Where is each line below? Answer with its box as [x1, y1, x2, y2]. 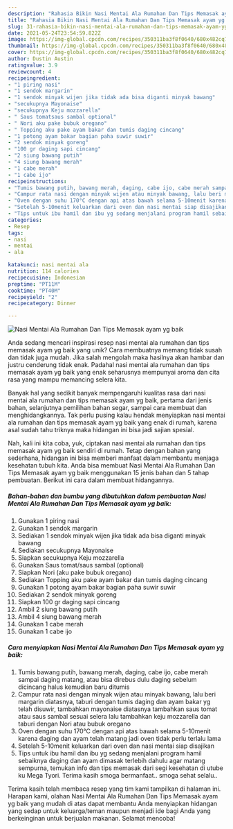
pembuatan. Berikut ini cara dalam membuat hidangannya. [8, 476, 174, 484]
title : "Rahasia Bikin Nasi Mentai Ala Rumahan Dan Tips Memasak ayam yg [8, 17, 225, 24]
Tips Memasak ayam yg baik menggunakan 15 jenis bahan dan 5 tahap [8, 469, 209, 477]
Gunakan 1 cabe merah [17, 620, 84, 629]
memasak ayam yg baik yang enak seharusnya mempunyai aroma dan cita [8, 368, 220, 377]
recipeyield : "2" [8, 293, 58, 300]
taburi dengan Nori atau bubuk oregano [17, 719, 131, 728]
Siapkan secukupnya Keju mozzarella [17, 554, 124, 562]
